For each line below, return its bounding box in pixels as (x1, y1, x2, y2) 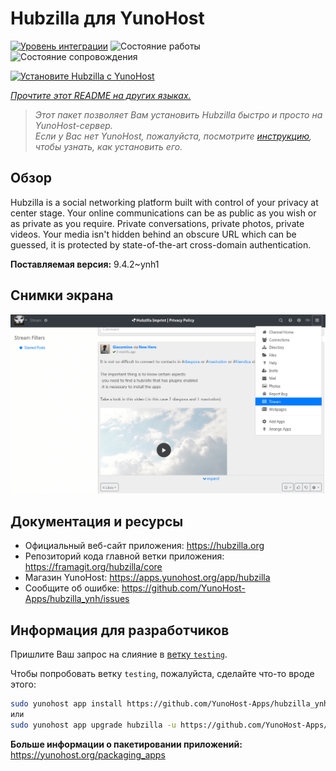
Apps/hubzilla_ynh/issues (24, 593, 130, 605)
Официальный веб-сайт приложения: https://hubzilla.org (24, 540, 265, 552)
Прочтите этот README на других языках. (10, 89, 192, 101)
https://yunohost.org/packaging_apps (10, 748, 166, 761)
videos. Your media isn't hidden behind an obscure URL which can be (10, 228, 297, 240)
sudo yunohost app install (10, 699, 123, 709)
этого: (10, 678, 37, 691)
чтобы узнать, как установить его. (34, 140, 183, 152)
